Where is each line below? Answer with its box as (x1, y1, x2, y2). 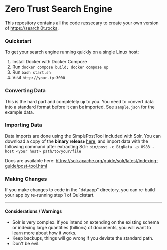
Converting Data (5, 87, 46, 94)
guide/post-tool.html (5, 163, 47, 169)
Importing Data (5, 121, 42, 128)
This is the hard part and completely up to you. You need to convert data (5, 98, 154, 104)
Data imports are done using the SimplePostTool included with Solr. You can (5, 133, 161, 139)
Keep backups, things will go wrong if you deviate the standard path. (12, 235, 153, 241)
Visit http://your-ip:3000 (12, 75, 66, 81)
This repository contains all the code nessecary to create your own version (5, 20, 159, 26)
